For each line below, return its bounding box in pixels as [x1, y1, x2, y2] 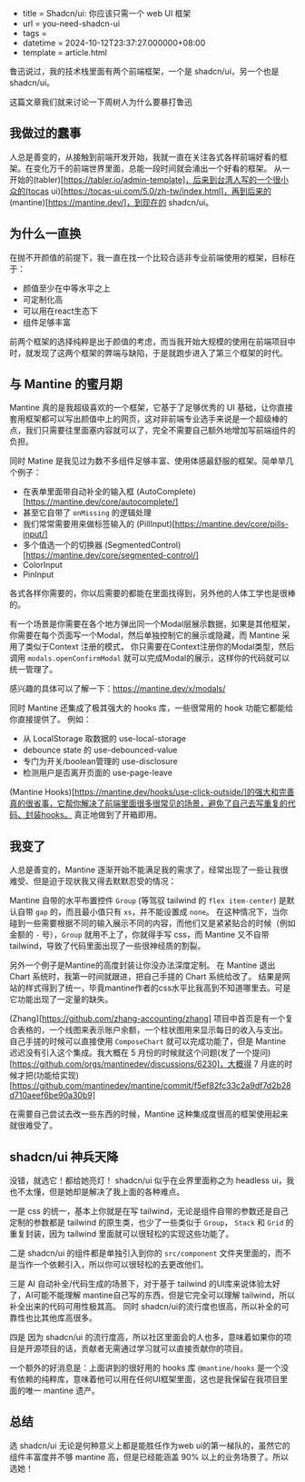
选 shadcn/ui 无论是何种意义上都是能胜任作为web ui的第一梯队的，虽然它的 [9, 1439, 290, 1451]
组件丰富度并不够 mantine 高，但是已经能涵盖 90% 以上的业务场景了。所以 [9, 1451, 289, 1462]
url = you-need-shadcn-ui [22, 18, 121, 29]
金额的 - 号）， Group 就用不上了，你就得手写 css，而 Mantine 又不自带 [9, 930, 270, 940]
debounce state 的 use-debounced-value [22, 744, 178, 756]
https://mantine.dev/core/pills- [174, 519, 289, 530]
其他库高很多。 [40, 1312, 97, 1324]
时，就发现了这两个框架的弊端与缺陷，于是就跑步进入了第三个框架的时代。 [9, 347, 288, 358]
